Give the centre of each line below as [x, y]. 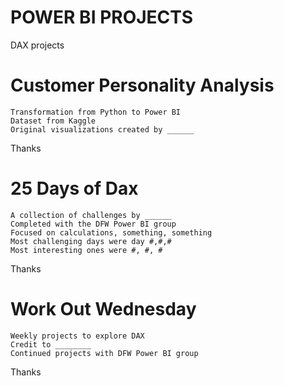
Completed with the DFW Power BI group [93, 224]
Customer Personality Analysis [142, 85]
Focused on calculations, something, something [111, 232]
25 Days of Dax [74, 188]
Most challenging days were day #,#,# [91, 241]
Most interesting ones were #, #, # [86, 250]
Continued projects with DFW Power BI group [104, 353]
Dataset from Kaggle [53, 121]
